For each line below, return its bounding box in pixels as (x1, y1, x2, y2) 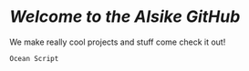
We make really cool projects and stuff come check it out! (9, 36, 226, 47)
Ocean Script (9, 54, 59, 63)
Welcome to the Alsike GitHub (9, 6, 241, 27)
